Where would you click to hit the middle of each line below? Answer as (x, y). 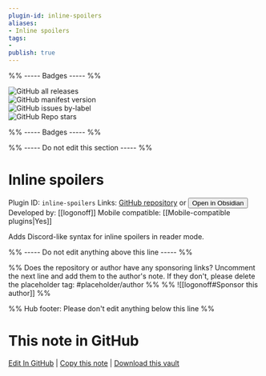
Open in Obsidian (218, 203)
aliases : (23, 23)
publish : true (32, 53)
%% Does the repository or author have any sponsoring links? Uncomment (132, 267)
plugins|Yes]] (30, 221)
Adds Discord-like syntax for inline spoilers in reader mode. (106, 236)
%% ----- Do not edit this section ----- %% (81, 148)
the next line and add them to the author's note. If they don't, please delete (132, 276)
